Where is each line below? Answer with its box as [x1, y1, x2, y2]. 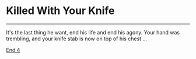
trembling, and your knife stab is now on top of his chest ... [6, 35, 148, 42]
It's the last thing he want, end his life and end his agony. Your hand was [6, 29, 180, 36]
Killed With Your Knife [6, 4, 115, 18]
